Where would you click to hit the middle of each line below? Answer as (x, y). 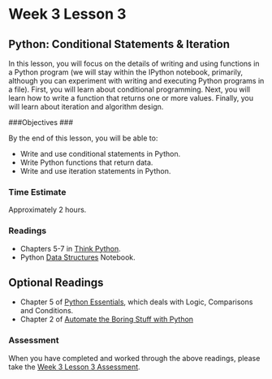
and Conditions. (47, 311)
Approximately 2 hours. (47, 210)
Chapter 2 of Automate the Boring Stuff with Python (106, 319)
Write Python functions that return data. (86, 162)
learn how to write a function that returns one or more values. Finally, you (131, 98)
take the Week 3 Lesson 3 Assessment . (74, 367)
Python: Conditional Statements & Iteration (119, 44)
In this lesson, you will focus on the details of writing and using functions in (134, 63)
